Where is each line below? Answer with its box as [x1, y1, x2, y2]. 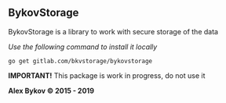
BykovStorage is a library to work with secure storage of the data [8, 27, 218, 36]
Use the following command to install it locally [8, 42, 158, 51]
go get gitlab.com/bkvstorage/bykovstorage [8, 57, 153, 65]
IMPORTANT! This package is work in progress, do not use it [8, 70, 206, 80]
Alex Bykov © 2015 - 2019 [8, 86, 94, 95]
